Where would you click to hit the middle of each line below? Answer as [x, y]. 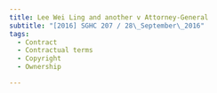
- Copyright [40, 58]
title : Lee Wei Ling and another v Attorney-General [109, 17]
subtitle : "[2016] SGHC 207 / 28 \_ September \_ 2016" [107, 26]
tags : [19, 34]
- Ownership [40, 67]
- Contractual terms [55, 50]
